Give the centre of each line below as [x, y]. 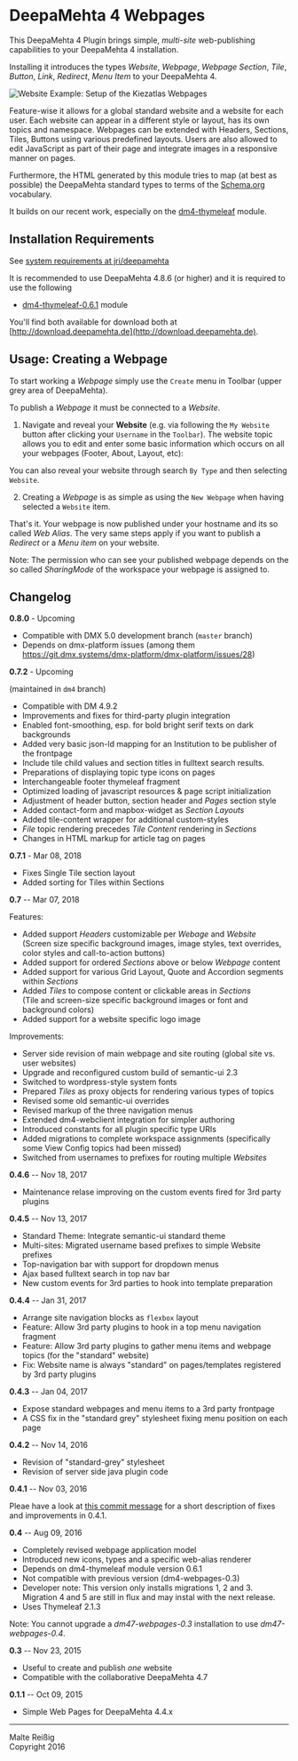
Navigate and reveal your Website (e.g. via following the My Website [146, 424]
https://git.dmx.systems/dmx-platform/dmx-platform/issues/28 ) [138, 655]
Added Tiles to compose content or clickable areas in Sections [136, 991]
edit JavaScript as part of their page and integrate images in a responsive [143, 149]
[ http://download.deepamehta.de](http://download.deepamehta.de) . [134, 331]
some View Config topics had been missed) [102, 1148]
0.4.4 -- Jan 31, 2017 [48, 1300]
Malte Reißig [32, 1737]
